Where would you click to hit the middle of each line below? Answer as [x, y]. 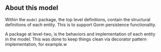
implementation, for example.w [36, 44]
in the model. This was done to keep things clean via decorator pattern [76, 39]
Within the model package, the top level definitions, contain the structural [78, 19]
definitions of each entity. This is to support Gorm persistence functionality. [81, 25]
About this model [32, 8]
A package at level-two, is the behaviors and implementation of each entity [80, 34]
